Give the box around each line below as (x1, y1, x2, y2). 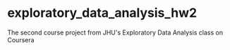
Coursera (7, 35, 35, 44)
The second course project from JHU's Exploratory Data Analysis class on (7, 28, 224, 37)
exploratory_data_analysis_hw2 (7, 5, 198, 21)
